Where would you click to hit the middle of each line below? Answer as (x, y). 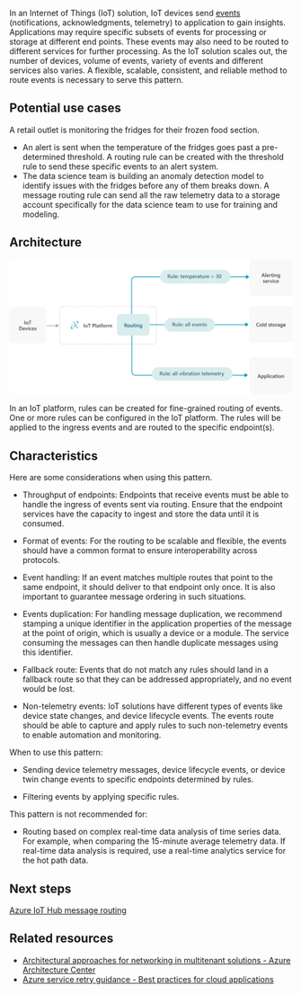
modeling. (41, 214)
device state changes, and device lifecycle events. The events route (148, 716)
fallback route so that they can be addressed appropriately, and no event (157, 679)
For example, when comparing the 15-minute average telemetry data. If (154, 841)
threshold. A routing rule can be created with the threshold (176, 157)
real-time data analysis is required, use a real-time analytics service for (154, 851)
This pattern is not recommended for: (79, 814)
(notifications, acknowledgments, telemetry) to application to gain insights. (147, 22)
